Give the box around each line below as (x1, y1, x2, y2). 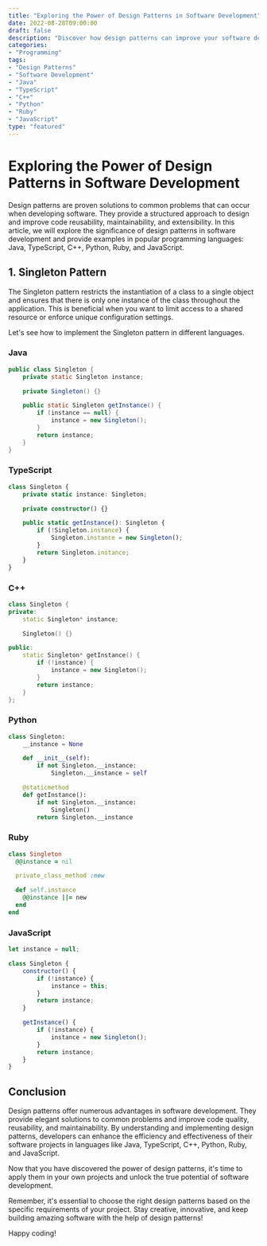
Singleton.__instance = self (50, 769, 148, 777)
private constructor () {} (22, 505, 109, 513)
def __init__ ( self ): (22, 754, 91, 763)
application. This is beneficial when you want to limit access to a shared (8, 303, 244, 313)
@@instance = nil (15, 857, 73, 865)
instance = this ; (50, 982, 109, 990)
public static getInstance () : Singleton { (22, 519, 165, 527)
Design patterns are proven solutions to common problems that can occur (8, 200, 250, 209)
